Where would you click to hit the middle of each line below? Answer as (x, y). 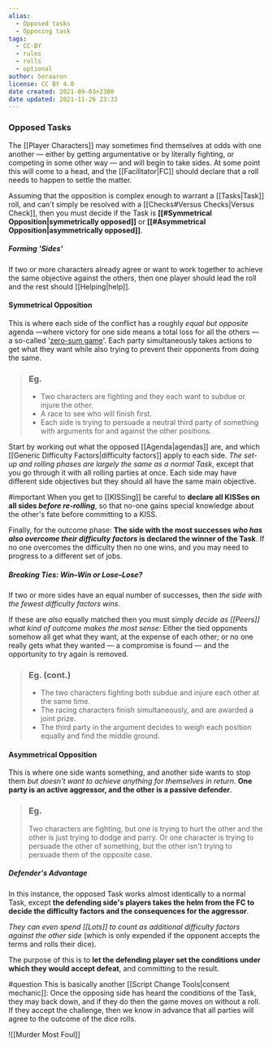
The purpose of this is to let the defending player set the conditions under (134, 959)
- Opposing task (43, 31)
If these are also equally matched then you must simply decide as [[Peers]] (134, 619)
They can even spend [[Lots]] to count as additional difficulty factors (124, 927)
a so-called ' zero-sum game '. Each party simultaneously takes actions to (130, 340)
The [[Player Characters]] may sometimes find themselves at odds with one (135, 145)
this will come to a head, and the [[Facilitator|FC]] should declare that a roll (133, 171)
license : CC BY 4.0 (41, 84)
